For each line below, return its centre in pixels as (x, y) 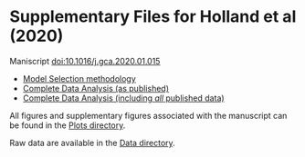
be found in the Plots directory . (68, 125)
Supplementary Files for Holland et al (153, 17)
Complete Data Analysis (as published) (95, 88)
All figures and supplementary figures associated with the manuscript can (148, 115)
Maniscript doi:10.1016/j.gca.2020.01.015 (85, 61)
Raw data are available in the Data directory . (92, 142)
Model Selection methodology (79, 78)
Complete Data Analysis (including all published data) (124, 98)
